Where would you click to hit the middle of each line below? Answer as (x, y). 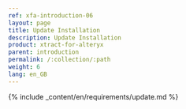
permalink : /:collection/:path (60, 60)
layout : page (30, 23)
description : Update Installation (65, 38)
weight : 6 (24, 67)
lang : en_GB (28, 74)
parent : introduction (44, 52)
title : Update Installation (54, 30)
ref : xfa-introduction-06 (50, 15)
